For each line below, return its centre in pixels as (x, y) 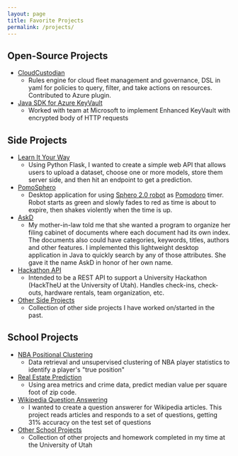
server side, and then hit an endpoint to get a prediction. (110, 180)
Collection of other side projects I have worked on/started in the (121, 308)
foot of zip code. (52, 392)
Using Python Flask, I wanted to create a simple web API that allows (127, 165)
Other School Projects (50, 430)
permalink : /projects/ (41, 27)
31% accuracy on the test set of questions (90, 422)
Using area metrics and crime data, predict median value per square (127, 384)
